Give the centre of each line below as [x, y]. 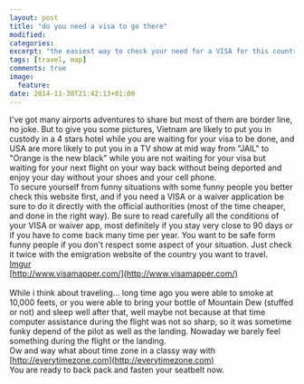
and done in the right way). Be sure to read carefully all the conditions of [144, 216]
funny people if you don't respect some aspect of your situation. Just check [151, 245]
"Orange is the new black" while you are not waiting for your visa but [138, 158]
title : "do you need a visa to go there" [89, 26]
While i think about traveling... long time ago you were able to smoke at [142, 293]
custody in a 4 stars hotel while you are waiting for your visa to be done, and [152, 139]
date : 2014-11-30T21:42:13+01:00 [72, 93]
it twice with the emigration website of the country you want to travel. [139, 254]
